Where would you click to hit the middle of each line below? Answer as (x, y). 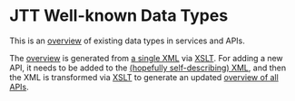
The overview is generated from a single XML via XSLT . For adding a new (146, 58)
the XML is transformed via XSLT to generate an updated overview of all (144, 77)
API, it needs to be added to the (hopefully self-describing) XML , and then (148, 68)
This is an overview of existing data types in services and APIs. (127, 41)
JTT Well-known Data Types (119, 16)
